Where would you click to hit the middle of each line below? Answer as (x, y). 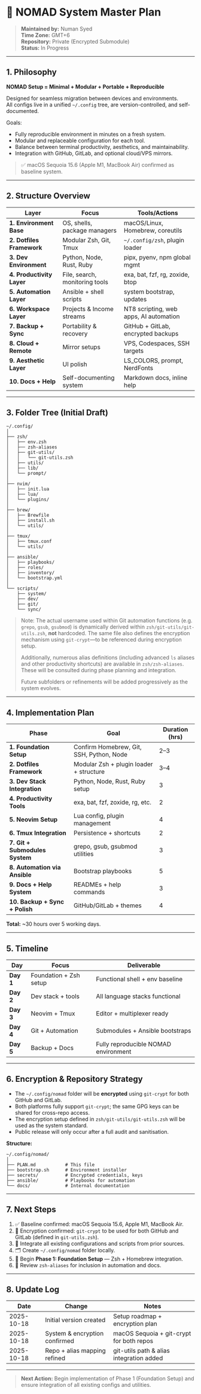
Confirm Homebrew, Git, (108, 747)
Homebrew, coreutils (153, 230)
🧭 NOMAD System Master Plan (84, 12)
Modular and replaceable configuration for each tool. (80, 141)
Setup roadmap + (138, 1316)
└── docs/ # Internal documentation (68, 1186)
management (92, 823)
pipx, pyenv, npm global (157, 257)
